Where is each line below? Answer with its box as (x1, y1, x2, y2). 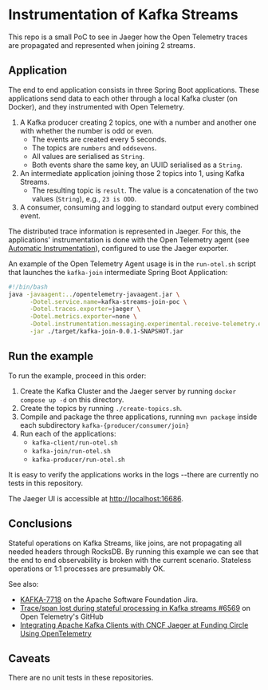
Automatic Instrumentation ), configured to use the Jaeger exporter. (8, 243, 229, 253)
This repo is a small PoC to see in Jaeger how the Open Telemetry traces (8, 32, 248, 42)
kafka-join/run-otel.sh (31, 447, 112, 455)
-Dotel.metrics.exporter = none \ (29, 313, 137, 321)
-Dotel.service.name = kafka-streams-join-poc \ (29, 297, 187, 305)
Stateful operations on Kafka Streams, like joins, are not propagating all (8, 538, 242, 548)
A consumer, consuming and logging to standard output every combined (19, 202, 259, 212)
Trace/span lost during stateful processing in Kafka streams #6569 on (19, 603, 251, 612)
